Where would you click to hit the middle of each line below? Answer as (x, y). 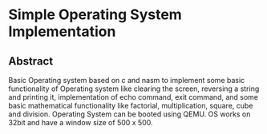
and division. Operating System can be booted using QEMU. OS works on (129, 114)
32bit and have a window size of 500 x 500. (81, 122)
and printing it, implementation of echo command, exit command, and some (133, 97)
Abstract (31, 61)
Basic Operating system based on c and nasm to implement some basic (127, 80)
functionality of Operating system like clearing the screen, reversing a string (134, 89)
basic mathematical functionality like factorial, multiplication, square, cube (131, 106)
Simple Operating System (95, 15)
